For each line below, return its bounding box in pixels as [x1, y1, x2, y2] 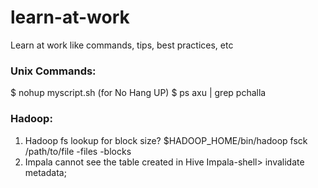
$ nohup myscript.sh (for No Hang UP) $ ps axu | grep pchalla [10, 87, 267, 99]
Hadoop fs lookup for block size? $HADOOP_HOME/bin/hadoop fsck [24, 134, 308, 146]
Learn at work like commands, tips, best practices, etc [10, 39, 234, 51]
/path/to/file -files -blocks [24, 145, 132, 157]
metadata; [24, 166, 67, 178]
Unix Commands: [10, 64, 97, 78]
